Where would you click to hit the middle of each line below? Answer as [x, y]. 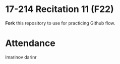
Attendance [30, 43]
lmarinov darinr [21, 57]
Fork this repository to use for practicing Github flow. [60, 23]
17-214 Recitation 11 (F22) [60, 9]
